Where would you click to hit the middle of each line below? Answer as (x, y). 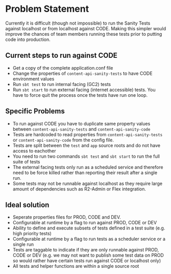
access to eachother (34, 151)
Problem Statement (47, 9)
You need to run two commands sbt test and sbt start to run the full (86, 156)
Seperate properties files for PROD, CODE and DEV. (67, 217)
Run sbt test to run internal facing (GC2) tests (62, 84)
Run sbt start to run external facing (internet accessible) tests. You (84, 90)
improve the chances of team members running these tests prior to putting (84, 34)
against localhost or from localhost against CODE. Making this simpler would (86, 28)
